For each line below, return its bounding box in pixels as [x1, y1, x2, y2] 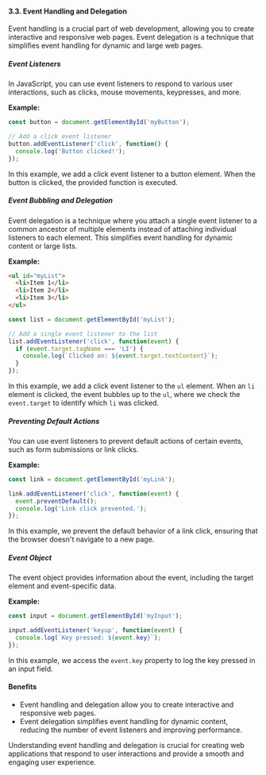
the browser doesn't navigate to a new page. [8, 534, 155, 544]
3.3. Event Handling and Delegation [8, 6, 127, 16]
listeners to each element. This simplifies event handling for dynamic [8, 233, 233, 242]
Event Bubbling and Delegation [8, 195, 114, 206]
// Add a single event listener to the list [8, 330, 158, 337]
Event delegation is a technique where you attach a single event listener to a [8, 215, 258, 226]
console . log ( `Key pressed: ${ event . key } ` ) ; [15, 634, 161, 642]
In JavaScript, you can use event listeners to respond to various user [8, 79, 233, 89]
